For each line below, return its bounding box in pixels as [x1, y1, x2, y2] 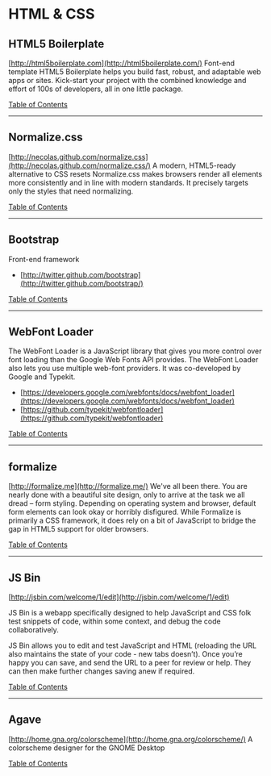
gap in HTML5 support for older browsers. [8, 524, 149, 534]
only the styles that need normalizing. [8, 186, 134, 196]
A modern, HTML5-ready [152, 161, 236, 170]
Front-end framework [8, 254, 80, 264]
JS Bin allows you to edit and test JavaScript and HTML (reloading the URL [8, 640, 256, 650]
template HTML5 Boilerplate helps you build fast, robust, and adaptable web [8, 67, 261, 77]
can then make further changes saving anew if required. [8, 666, 195, 676]
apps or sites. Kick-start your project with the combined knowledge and [8, 76, 247, 85]
